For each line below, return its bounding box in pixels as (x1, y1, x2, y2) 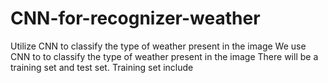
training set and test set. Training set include (10, 61, 194, 73)
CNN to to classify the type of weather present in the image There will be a (10, 50, 319, 62)
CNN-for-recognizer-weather (10, 7, 261, 30)
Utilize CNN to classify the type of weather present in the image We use (10, 40, 307, 52)
